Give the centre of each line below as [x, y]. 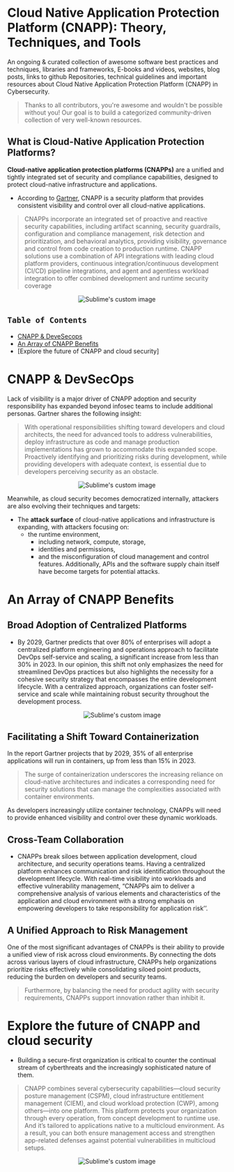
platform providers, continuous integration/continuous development [121, 263]
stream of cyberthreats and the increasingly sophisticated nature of [114, 1067]
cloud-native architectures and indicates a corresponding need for [120, 782]
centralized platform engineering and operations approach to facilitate [118, 649]
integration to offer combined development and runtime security [116, 278]
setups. [35, 1148]
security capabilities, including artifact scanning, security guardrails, [122, 226]
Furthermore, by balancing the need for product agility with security [122, 990]
